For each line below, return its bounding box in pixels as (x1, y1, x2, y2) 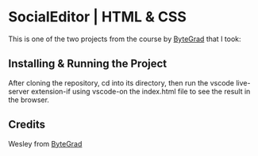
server (8, 86, 30, 96)
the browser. (8, 95, 50, 105)
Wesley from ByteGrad (8, 139, 83, 148)
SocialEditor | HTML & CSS (8, 8, 187, 26)
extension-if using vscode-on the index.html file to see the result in (31, 86, 251, 96)
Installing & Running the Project (8, 57, 168, 70)
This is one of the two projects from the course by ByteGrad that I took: (8, 34, 241, 44)
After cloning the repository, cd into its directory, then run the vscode (8, 78, 235, 87)
